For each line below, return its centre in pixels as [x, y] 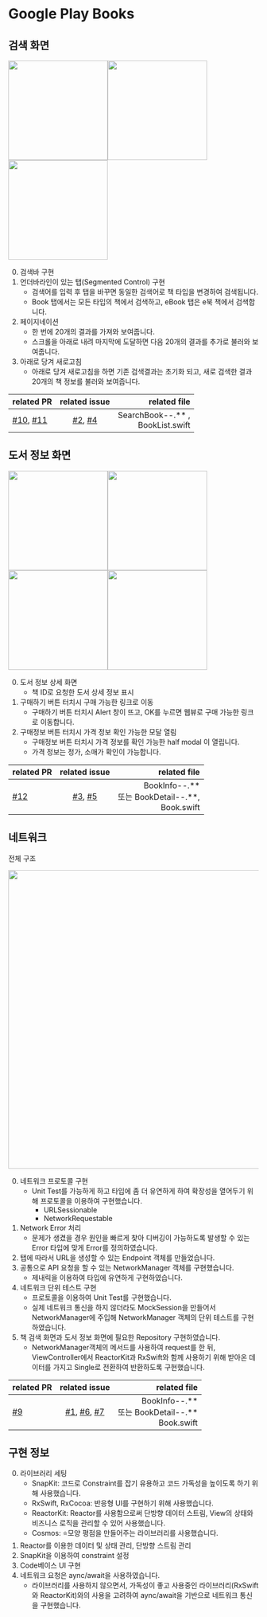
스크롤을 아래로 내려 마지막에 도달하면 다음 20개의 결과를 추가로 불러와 [141, 342]
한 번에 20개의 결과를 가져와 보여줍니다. [93, 332]
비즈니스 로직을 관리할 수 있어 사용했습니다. [99, 1523]
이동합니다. [57, 722]
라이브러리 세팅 [43, 1474]
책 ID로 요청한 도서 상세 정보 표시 [83, 692]
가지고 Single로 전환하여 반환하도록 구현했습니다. [129, 1367]
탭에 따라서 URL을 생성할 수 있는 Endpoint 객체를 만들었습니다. [117, 1257]
